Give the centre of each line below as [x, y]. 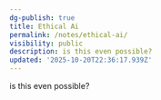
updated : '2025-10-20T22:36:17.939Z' [81, 60]
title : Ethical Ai [44, 26]
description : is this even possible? [81, 52]
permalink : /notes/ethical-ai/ [69, 35]
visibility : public [46, 43]
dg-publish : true [42, 18]
